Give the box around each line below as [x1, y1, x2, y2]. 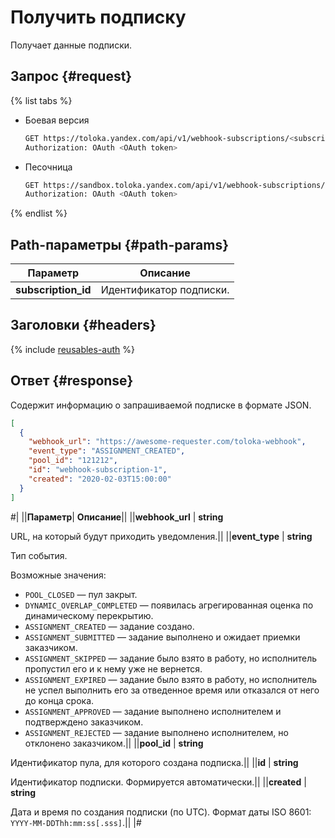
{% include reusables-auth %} [10, 343, 135, 355]
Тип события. [10, 549, 68, 561]
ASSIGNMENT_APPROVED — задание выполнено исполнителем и [24, 705, 282, 717]
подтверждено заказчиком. [24, 716, 144, 728]
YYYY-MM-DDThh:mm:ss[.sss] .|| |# [10, 816, 142, 828]
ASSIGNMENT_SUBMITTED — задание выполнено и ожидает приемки [24, 631, 301, 643]
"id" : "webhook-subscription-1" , [28, 465, 168, 475]
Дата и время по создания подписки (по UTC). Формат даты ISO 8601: [10, 806, 312, 818]
